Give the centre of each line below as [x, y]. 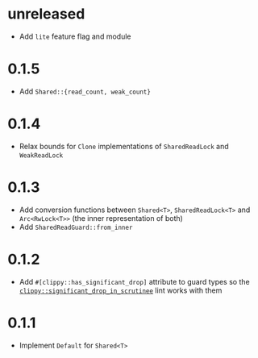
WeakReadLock [41, 155]
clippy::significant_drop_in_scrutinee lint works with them [121, 290]
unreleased [46, 14]
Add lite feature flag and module [75, 36]
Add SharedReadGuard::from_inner [76, 227]
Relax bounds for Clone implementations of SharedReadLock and [124, 146]
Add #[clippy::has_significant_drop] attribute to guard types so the [135, 281]
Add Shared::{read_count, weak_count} [85, 91]
